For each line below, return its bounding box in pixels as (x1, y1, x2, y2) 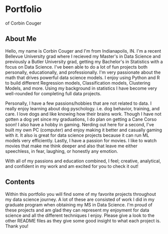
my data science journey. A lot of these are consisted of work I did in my (5, 196, 154, 202)
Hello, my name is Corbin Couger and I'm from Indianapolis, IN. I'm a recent (5, 48, 161, 54)
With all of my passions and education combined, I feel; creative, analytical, (5, 158, 161, 164)
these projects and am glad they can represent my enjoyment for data (5, 207, 149, 213)
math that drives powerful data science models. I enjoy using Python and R (5, 74, 160, 81)
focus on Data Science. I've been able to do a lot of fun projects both (5, 64, 148, 70)
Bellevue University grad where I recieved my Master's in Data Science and (5, 53, 161, 59)
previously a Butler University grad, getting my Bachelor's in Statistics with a (5, 59, 163, 65)
